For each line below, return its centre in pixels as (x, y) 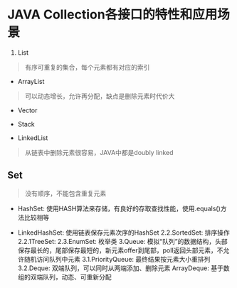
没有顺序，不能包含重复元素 (65, 193)
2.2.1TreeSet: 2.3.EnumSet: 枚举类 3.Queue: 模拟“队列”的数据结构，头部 (122, 241)
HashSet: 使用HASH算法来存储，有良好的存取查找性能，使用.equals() (119, 208)
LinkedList (33, 138)
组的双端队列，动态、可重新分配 (64, 277)
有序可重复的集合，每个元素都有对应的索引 (87, 67)
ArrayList (31, 81)
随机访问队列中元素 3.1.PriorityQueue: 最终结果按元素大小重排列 (117, 259)
